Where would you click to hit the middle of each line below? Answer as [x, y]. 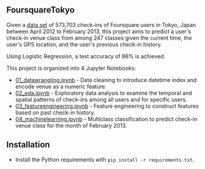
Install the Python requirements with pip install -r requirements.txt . [105, 159]
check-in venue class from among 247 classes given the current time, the [99, 38]
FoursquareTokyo [41, 10]
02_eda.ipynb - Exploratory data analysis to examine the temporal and [104, 93]
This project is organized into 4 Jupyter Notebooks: [71, 68]
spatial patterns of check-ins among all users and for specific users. [101, 99]
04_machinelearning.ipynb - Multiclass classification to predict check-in [106, 119]
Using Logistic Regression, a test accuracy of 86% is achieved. [86, 56]
